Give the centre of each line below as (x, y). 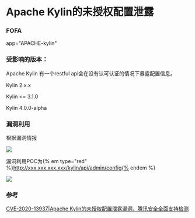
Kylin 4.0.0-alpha (27, 108)
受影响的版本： (27, 60)
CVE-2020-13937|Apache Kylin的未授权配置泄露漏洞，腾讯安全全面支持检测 (97, 209)
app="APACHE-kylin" (32, 43)
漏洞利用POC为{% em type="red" (47, 161)
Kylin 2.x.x (18, 85)
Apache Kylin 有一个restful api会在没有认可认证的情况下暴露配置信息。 (91, 73)
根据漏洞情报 (21, 138)
